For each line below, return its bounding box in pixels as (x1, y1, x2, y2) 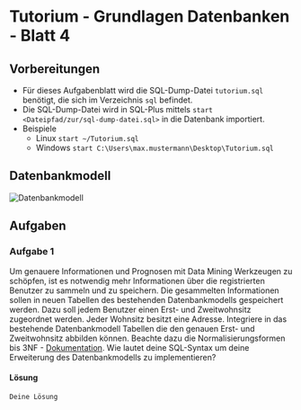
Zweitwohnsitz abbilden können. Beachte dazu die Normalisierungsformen (9, 333, 286, 343)
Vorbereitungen (9, 61, 101, 76)
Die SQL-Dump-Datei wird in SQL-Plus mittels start (22, 104, 213, 114)
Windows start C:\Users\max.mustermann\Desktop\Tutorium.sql (35, 142, 274, 153)
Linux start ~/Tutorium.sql (35, 133, 139, 143)
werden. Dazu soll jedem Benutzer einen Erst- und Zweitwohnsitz (9, 304, 252, 315)
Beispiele (22, 123, 57, 134)
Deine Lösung (9, 392, 58, 401)
